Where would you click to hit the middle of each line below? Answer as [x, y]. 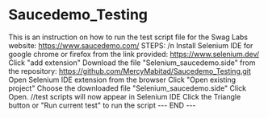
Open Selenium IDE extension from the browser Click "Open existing [122, 79]
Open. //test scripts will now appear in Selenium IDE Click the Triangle [125, 96]
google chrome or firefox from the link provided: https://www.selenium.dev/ [134, 54]
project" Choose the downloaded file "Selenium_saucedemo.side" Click [128, 88]
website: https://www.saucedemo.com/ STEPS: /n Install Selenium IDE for [131, 45]
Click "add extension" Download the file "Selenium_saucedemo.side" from [132, 63]
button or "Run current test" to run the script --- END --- [102, 105]
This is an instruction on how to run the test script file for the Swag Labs [128, 37]
